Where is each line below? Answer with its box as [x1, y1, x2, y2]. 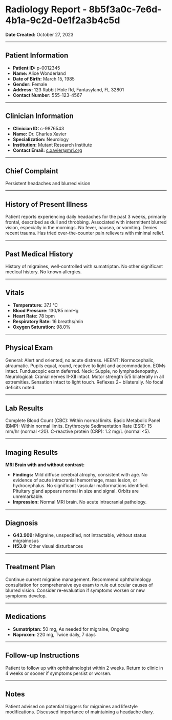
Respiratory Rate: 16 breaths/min [12, 318, 83, 324]
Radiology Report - [5, 4, 87, 15]
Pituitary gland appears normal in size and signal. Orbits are [12, 488, 139, 494]
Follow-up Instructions [5, 651, 80, 660]
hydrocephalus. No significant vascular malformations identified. [12, 483, 149, 489]
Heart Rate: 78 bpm [12, 313, 55, 319]
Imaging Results [5, 448, 58, 457]
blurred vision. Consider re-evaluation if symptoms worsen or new [5, 587, 145, 593]
